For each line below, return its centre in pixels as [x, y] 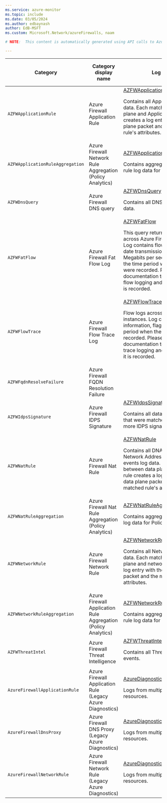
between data [139, 469]
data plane [136, 481]
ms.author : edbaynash [28, 24]
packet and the [141, 576]
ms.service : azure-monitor [33, 10]
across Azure [139, 238]
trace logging [139, 350]
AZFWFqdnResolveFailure [36, 382]
